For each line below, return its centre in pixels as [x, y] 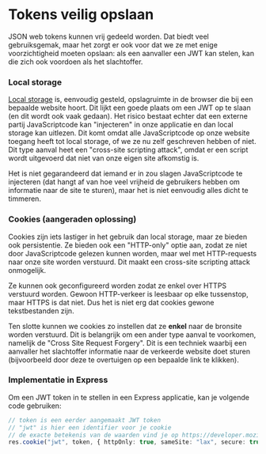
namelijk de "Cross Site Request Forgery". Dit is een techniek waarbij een [127, 342]
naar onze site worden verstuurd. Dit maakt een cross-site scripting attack [129, 262]
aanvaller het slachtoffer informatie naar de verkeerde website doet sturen [129, 351]
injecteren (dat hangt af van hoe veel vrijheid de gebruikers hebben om [124, 182]
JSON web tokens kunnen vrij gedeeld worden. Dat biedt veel [109, 36]
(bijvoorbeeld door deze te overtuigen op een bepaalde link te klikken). [123, 359]
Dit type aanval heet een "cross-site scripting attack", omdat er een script [128, 150]
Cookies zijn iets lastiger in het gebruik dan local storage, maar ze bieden [128, 236]
